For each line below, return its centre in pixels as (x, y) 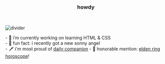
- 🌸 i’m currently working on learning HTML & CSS (58, 38)
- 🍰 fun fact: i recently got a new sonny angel (53, 43)
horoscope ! (17, 56)
